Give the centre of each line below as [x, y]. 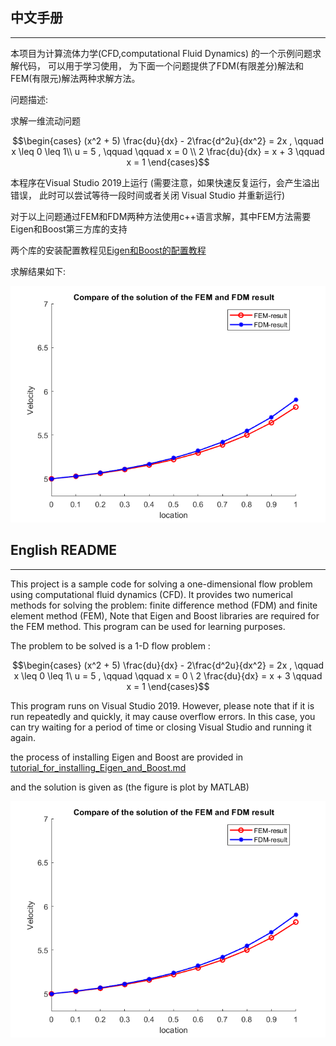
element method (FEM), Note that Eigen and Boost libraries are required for [165, 615]
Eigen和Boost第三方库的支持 [69, 229]
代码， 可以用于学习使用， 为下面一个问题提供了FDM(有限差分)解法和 [161, 65]
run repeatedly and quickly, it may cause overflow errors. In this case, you [163, 716]
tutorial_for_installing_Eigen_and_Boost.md [98, 767]
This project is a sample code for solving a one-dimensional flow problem [161, 584]
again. [23, 737]
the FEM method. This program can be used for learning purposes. [148, 626]
